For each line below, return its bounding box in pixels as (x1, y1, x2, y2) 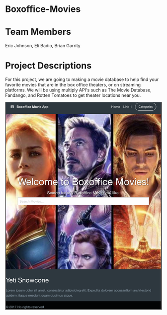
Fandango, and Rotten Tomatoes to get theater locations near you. (5, 92, 141, 98)
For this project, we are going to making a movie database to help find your (5, 77, 159, 82)
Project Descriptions (5, 60, 92, 72)
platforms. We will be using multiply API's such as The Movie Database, (5, 87, 152, 93)
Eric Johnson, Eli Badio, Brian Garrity (5, 43, 81, 49)
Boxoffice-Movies (5, 3, 81, 15)
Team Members (5, 26, 71, 38)
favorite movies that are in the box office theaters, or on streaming (5, 82, 141, 88)
